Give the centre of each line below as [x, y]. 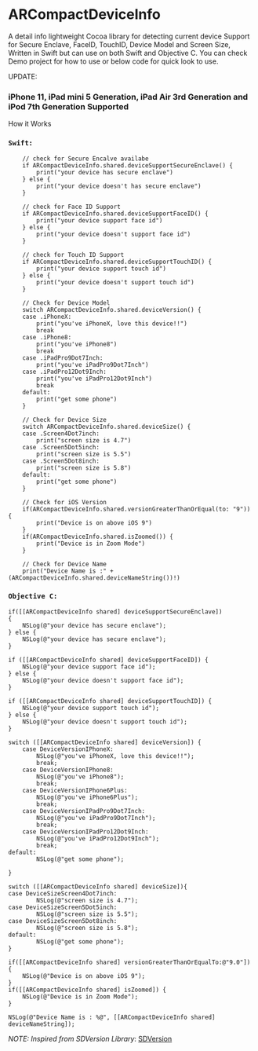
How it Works [30, 124]
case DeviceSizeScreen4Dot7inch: [63, 893]
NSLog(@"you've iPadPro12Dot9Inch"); [98, 838]
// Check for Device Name [65, 564]
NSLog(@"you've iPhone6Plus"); [87, 797]
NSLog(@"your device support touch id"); [91, 708]
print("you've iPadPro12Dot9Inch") [94, 379]
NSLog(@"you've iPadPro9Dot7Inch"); [96, 818]
